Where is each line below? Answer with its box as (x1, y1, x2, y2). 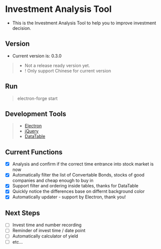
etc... (12, 239, 23, 245)
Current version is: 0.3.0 (12, 53, 62, 59)
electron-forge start (17, 95, 58, 101)
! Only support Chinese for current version (24, 68, 111, 74)
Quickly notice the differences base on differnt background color (12, 188, 145, 194)
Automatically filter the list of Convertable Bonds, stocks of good (12, 172, 145, 178)
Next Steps (5, 209, 40, 217)
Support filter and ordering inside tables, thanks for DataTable (12, 183, 139, 189)
